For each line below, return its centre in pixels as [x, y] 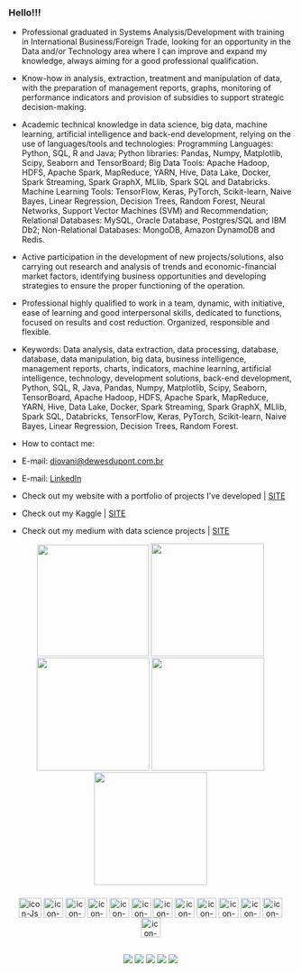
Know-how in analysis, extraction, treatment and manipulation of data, [152, 78]
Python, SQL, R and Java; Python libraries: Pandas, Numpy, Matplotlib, [152, 153]
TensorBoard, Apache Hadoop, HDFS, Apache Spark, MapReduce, [145, 398]
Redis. [33, 240]
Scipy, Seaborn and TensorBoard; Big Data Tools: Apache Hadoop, [145, 163]
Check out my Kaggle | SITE [73, 514]
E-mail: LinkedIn [51, 479]
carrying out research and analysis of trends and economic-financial [149, 267]
